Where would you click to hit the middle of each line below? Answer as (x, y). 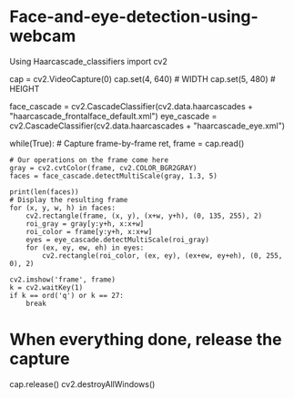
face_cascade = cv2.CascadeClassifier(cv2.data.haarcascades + (131, 106)
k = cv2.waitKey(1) (46, 287)
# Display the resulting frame (69, 199)
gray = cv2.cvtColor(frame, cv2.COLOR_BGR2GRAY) (103, 168)
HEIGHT (25, 88)
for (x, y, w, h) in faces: (63, 208)
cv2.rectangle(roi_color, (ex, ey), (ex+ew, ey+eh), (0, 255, (162, 256)
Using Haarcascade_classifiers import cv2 (89, 61)
